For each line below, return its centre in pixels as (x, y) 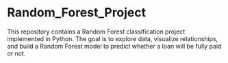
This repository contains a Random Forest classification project (96, 32)
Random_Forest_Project (77, 13)
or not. (16, 53)
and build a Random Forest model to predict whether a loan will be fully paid (114, 46)
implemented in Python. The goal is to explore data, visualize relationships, (113, 38)
